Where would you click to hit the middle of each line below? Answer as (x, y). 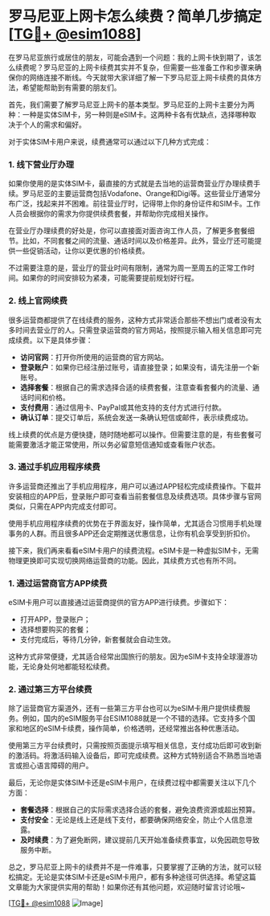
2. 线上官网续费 (38, 301)
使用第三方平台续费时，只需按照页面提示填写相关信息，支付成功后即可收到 (131, 746)
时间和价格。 (48, 397)
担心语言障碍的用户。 (57, 766)
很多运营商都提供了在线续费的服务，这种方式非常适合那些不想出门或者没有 (131, 320)
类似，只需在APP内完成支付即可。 (65, 506)
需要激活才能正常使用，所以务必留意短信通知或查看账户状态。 (117, 444)
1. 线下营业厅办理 (41, 164)
